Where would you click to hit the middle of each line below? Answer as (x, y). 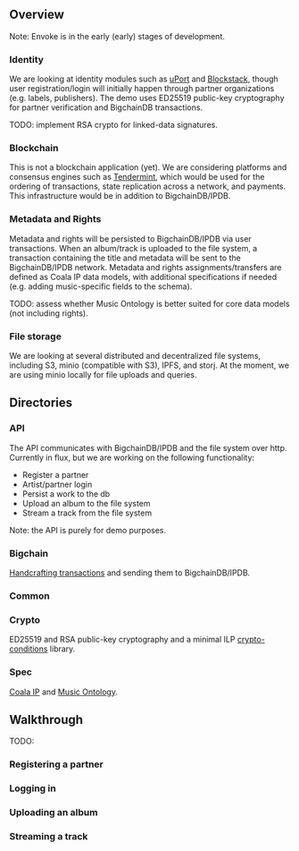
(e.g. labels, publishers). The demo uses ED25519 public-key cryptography (147, 98)
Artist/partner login (57, 484)
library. (62, 649)
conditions (29, 649)
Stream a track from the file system (87, 513)
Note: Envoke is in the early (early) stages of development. (117, 36)
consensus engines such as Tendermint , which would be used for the (137, 177)
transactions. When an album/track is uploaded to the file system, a (133, 248)
